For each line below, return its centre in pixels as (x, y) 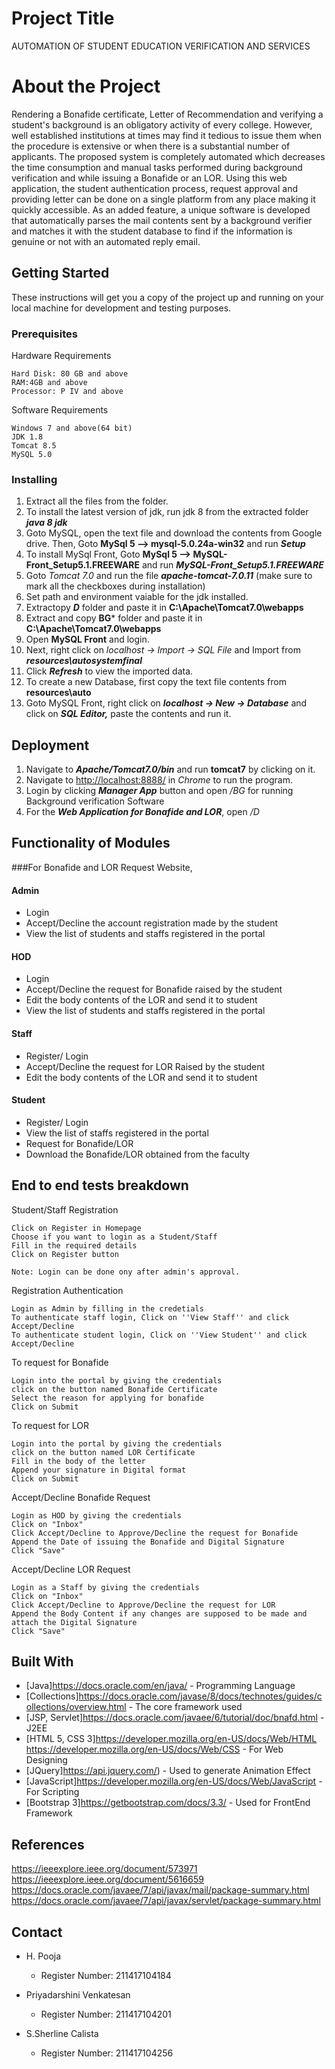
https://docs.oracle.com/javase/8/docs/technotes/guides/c (200, 1696)
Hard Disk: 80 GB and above (70, 373)
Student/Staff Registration (65, 1209)
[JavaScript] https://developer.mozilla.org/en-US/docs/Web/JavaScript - (174, 1781)
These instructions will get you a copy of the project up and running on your (167, 297)
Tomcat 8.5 (34, 445)
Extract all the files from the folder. (97, 501)
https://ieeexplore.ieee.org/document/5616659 (107, 1879)
